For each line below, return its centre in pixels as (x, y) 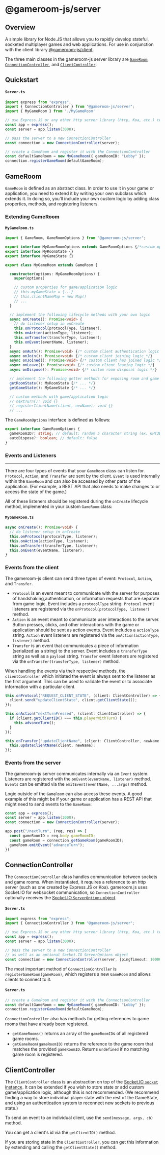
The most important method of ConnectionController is (61, 969)
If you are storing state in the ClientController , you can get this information (82, 1142)
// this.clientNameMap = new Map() (50, 297)
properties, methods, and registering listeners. (52, 204)
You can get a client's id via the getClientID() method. (61, 1133)
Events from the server (33, 763)
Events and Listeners (31, 455)
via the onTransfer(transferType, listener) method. (66, 661)
